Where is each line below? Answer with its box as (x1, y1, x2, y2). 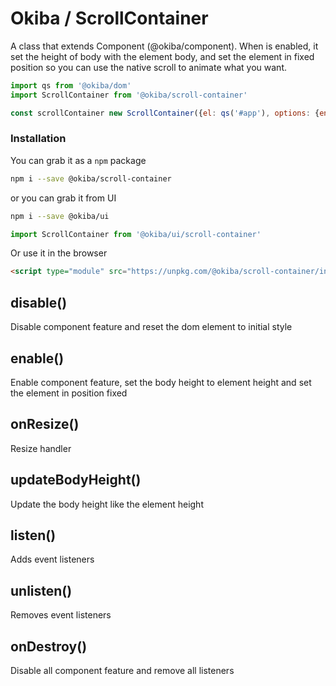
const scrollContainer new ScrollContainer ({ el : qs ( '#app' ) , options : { (10, 108, 320, 118)
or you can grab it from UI (10, 192, 117, 204)
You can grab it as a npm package (10, 154, 147, 166)
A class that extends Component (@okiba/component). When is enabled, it (10, 40, 319, 52)
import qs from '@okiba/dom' (10, 80, 132, 91)
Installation (10, 132, 67, 146)
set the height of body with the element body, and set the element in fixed (10, 50, 315, 62)
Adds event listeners (10, 553, 95, 566)
